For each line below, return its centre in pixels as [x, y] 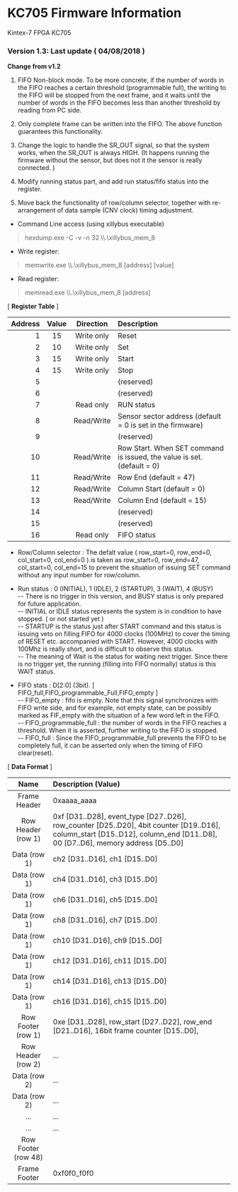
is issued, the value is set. [160, 457]
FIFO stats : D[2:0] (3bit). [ [56, 686]
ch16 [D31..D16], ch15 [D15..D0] [110, 1001]
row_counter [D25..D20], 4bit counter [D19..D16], [137, 825]
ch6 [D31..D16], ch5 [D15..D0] [105, 899]
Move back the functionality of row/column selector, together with [114, 203]
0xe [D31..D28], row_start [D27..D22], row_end [132, 1022]
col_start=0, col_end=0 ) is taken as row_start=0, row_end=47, [108, 560]
